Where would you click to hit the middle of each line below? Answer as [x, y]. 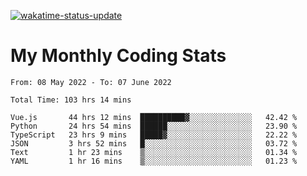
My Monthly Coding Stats [118, 56]
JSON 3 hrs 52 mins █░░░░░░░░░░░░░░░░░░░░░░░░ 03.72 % [154, 143]
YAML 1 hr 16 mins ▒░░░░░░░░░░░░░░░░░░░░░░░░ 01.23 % [154, 161]
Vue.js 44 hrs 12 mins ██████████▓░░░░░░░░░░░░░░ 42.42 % [154, 117]
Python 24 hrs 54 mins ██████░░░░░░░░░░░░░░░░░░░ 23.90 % [154, 126]
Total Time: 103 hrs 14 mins [71, 100]
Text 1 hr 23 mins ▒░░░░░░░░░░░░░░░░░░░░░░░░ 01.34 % [154, 152]
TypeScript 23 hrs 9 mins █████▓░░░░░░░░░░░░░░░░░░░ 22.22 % [154, 135]
